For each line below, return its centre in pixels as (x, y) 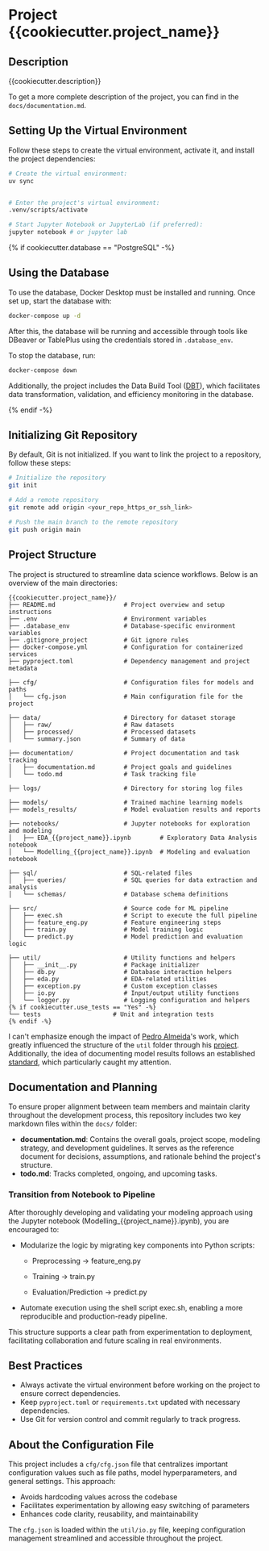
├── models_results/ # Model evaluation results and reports (135, 809)
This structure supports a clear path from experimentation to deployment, (130, 1332)
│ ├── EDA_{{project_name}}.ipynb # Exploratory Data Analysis (133, 838)
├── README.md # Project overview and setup (117, 604)
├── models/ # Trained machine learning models (126, 802)
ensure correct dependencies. (70, 1394)
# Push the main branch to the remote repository (93, 522)
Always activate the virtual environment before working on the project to (140, 1385)
